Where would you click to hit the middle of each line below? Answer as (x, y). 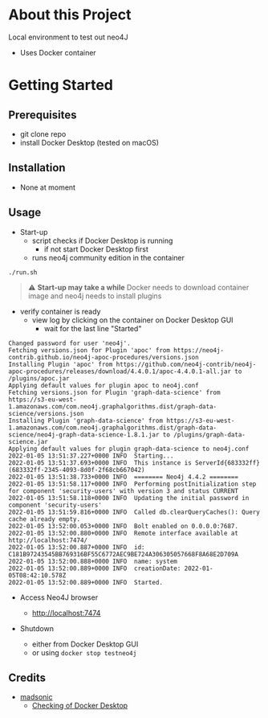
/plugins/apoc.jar (39, 378)
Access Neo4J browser (59, 597)
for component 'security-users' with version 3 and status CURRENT (124, 491)
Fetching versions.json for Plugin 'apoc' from (89, 350)
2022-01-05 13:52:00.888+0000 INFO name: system (93, 561)
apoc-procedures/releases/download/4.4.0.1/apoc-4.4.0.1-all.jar (120, 371)
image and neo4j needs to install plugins (95, 296)
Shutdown (37, 628)
